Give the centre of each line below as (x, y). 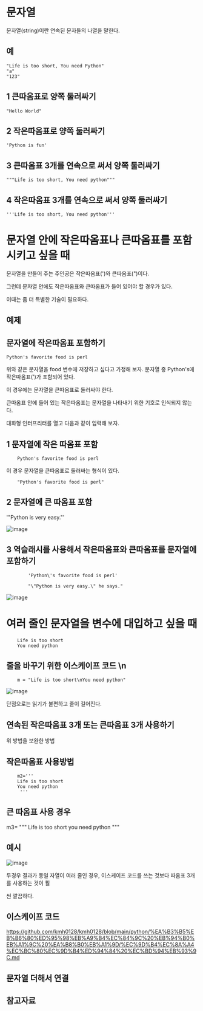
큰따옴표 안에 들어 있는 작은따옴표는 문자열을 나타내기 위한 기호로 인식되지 (94, 403)
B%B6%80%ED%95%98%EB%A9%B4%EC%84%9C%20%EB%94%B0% (101, 938)
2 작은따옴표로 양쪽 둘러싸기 (55, 131)
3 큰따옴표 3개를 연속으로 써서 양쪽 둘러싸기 (83, 166)
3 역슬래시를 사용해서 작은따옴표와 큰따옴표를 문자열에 (101, 550)
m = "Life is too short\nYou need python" (72, 680)
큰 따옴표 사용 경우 (38, 812)
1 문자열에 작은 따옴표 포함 (52, 444)
